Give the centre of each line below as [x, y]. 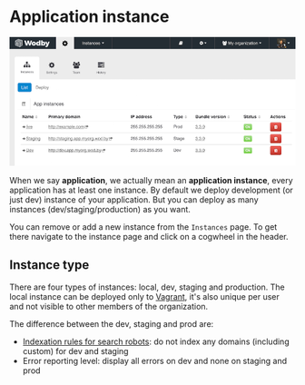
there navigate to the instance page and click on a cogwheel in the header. [149, 236]
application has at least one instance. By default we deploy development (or [151, 190]
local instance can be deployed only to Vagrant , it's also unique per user [144, 296]
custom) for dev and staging [75, 350]
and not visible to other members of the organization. [109, 306]
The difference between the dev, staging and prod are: [112, 323]
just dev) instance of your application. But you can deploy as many [134, 199]
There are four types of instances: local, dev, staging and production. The [147, 287]
